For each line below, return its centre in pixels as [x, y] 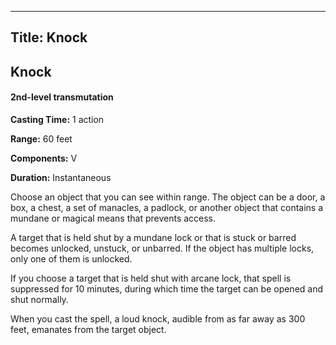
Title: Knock [49, 37]
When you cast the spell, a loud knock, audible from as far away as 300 [158, 318]
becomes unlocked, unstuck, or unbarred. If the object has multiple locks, [162, 248]
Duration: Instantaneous [61, 177]
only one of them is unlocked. [71, 258]
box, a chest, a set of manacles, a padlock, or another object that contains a [167, 207]
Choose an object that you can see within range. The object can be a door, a [168, 197]
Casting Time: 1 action [57, 119]
